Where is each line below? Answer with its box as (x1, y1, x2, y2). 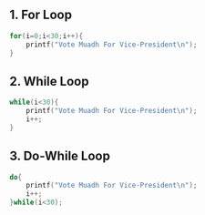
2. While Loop (9, 73, 89, 89)
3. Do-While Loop (9, 148, 111, 164)
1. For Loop (9, 7, 73, 23)
